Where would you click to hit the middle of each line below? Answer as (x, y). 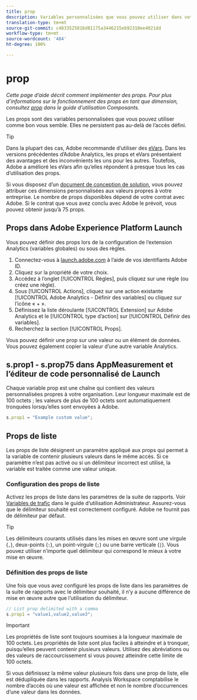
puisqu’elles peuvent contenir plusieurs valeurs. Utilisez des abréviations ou (98, 649)
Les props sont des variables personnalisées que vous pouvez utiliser (90, 119)
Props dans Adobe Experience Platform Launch (94, 228)
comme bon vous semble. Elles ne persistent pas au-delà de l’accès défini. (96, 125)
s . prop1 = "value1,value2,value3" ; (50, 614)
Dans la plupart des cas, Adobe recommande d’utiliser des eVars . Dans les (96, 148)
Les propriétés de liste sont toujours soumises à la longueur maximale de (94, 637)
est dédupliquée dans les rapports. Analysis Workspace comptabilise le (92, 679)
